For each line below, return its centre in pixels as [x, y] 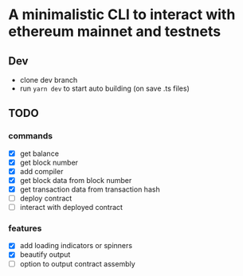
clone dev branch [49, 80]
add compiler [41, 171]
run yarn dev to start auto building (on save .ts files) [104, 88]
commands [31, 136]
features [25, 228]
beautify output [45, 255]
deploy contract [46, 198]
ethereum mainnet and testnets [115, 31]
